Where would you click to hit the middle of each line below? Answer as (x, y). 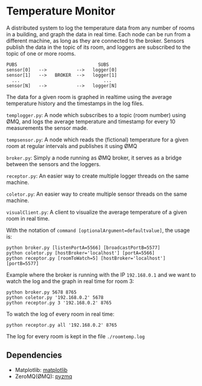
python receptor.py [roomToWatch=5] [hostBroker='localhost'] (86, 258)
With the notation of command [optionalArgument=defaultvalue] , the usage (98, 230)
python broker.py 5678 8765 (42, 292)
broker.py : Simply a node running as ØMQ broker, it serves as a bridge (94, 158)
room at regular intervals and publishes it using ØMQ (72, 146)
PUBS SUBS (58, 65)
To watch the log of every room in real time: (60, 314)
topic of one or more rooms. (41, 53)
